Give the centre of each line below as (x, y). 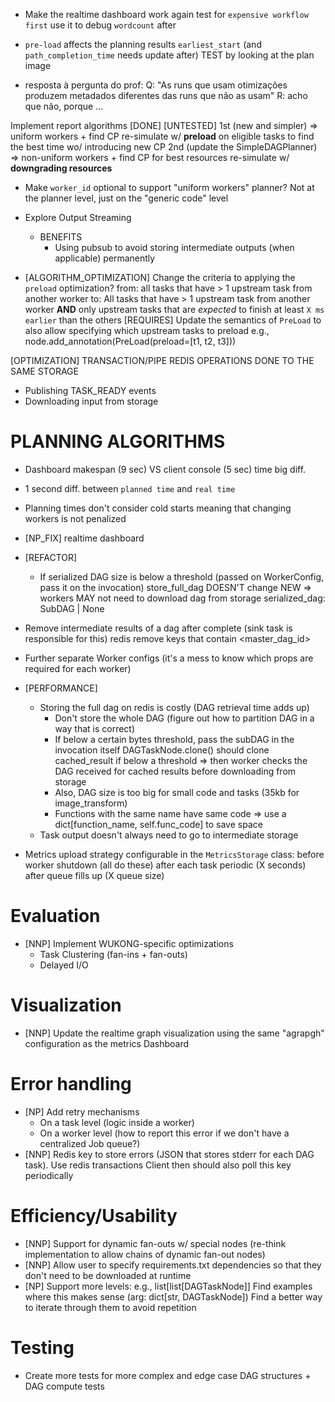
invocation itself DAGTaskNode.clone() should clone (162, 750)
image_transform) (91, 803)
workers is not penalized (75, 518)
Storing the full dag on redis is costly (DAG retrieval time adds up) (174, 707)
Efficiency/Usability (94, 1215)
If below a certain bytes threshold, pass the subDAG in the (174, 739)
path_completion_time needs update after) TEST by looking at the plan (169, 55)
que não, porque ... (64, 106)
